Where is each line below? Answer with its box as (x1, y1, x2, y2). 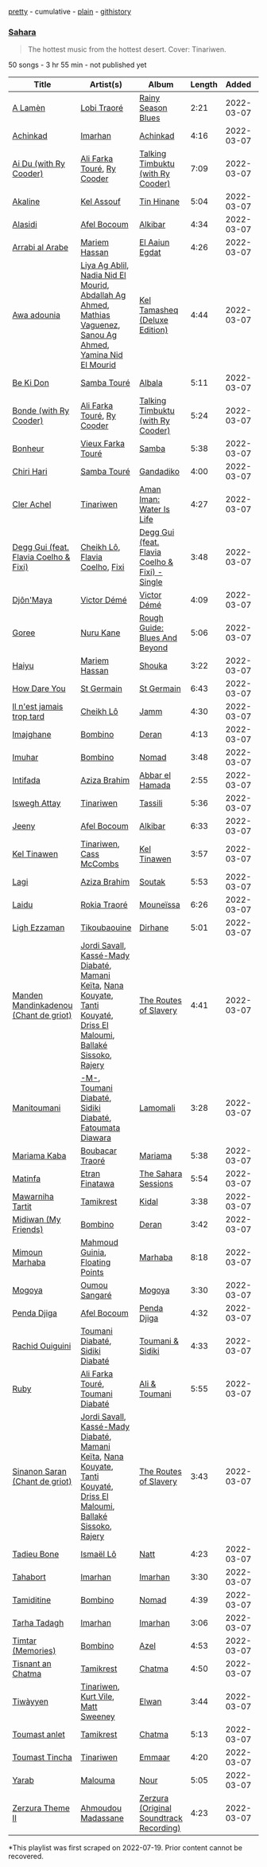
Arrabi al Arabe (12, 242, 69, 253)
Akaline (12, 196, 41, 207)
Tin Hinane (138, 196, 180, 207)
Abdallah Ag (80, 290, 126, 301)
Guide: (138, 622, 164, 633)
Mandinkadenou (12, 1000, 73, 1011)
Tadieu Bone (12, 1549, 60, 1560)
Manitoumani (12, 1103, 61, 1114)
